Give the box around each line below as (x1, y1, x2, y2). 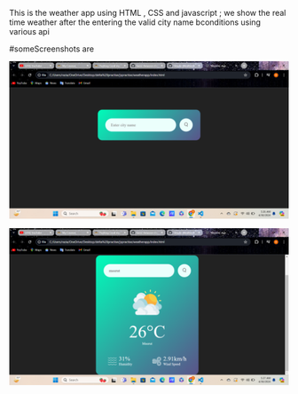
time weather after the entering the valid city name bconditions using (9, 17, 262, 28)
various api (9, 27, 51, 36)
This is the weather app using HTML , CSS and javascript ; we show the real (9, 8, 286, 18)
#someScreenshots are (9, 43, 95, 54)
